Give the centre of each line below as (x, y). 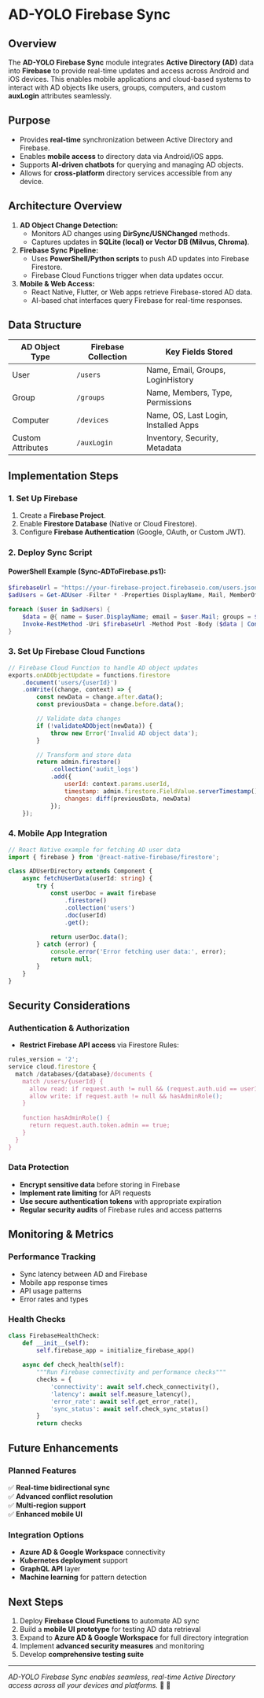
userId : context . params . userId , (117, 784)
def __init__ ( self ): (56, 1343)
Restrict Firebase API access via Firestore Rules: (99, 1045)
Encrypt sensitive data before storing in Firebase (100, 1184)
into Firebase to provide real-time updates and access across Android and (129, 71)
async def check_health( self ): (73, 1365)
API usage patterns (51, 1290)
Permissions (169, 403)
